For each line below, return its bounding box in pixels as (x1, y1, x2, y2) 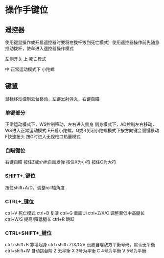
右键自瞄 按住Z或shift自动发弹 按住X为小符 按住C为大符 (5, 159, 117, 165)
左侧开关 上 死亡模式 (5, 56, 47, 62)
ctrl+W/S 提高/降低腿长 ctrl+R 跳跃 (5, 216, 75, 222)
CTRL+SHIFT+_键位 (5, 230, 52, 236)
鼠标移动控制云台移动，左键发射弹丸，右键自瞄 (5, 96, 99, 102)
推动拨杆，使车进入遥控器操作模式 (5, 46, 74, 51)
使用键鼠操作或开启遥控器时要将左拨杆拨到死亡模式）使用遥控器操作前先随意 (5, 40, 160, 45)
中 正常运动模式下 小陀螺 (5, 67, 55, 72)
